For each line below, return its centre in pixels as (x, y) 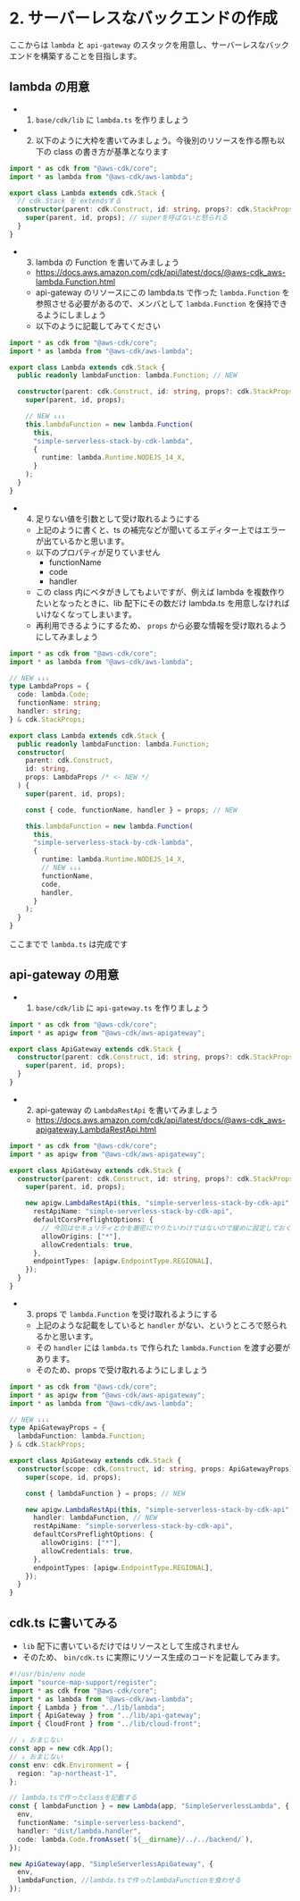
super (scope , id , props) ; (74, 1477)
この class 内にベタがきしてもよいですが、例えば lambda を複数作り (160, 592)
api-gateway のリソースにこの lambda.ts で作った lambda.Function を (162, 292)
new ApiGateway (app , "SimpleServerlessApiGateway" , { (112, 1864)
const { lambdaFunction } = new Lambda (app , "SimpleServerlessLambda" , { (150, 1806)
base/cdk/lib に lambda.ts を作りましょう (112, 119)
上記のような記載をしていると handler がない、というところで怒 (154, 1325)
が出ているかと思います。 (82, 541)
